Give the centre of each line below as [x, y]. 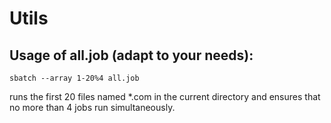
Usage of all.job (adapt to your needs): [131, 55]
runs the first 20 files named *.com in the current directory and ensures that [165, 96]
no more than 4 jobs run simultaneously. [92, 107]
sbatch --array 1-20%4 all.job [74, 78]
